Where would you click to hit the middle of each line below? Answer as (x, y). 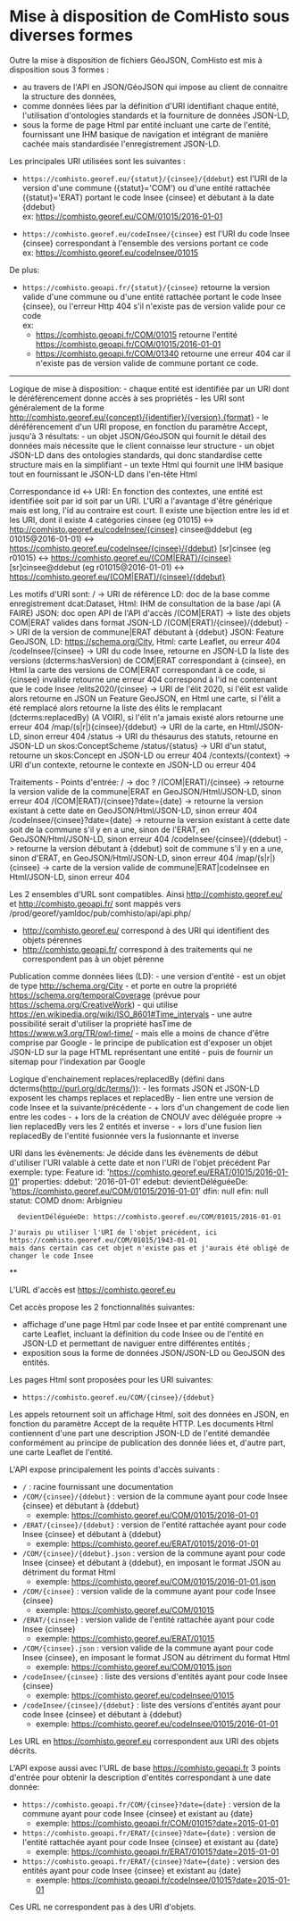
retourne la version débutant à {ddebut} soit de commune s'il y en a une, (150, 848)
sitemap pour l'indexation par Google (77, 1061)
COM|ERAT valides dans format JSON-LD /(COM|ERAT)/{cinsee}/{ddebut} (146, 622)
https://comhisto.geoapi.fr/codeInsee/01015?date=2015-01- (181, 1880)
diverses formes (71, 35)
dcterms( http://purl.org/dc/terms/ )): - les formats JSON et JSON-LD (135, 1088)
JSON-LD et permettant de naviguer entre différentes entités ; (136, 1343)
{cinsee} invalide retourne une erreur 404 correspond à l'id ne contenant (143, 679)
